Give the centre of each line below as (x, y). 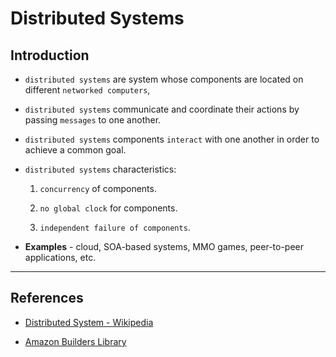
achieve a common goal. (75, 150)
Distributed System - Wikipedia (89, 322)
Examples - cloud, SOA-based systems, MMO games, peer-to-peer (164, 246)
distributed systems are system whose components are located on (164, 79)
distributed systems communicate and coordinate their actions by (162, 109)
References (47, 298)
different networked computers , (87, 90)
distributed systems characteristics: (100, 169)
